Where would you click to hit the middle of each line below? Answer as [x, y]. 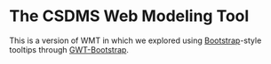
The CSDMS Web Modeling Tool [129, 16]
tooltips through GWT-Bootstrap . [69, 49]
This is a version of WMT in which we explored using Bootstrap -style [135, 40]
